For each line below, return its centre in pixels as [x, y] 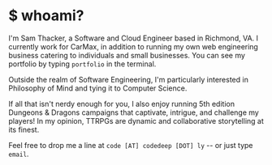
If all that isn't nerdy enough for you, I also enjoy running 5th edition [122, 104]
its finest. [24, 129]
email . [19, 154]
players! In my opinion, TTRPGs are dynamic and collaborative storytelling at [136, 121]
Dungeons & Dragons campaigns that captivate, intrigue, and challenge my [134, 112]
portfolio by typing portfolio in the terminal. [82, 64]
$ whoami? [46, 16]
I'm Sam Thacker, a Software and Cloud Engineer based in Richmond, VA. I [133, 38]
